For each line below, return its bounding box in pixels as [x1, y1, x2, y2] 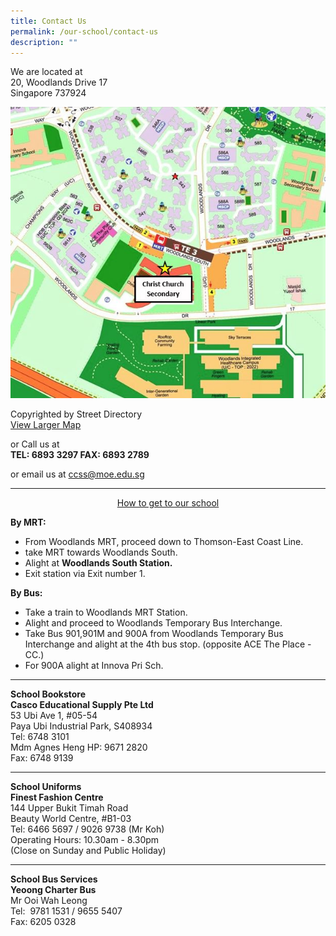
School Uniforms [10, 781, 82, 793]
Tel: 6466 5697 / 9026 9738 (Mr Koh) [10, 823, 165, 835]
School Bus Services [10, 873, 98, 885]
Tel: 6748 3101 [10, 731, 70, 743]
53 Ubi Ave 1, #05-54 [10, 710, 98, 722]
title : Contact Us [10, 16, 87, 26]
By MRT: [10, 516, 47, 529]
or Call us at [10, 438, 60, 450]
